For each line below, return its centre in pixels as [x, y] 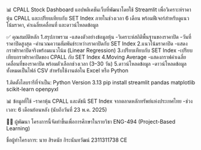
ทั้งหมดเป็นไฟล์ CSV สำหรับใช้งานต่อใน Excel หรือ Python [67, 71]
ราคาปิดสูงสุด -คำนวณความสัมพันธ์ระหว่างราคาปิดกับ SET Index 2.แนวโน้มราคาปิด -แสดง [97, 44]
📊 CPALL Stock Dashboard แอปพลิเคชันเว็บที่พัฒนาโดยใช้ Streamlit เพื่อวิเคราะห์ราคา [99, 10]
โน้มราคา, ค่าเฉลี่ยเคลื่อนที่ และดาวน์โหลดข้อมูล [52, 25]
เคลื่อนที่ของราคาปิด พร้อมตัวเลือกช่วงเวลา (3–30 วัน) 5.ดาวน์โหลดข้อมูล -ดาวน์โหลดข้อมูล [97, 64]
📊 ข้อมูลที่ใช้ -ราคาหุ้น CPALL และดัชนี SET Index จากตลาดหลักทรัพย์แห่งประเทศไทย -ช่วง [100, 101]
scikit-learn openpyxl [32, 89]
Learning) [18, 128]
